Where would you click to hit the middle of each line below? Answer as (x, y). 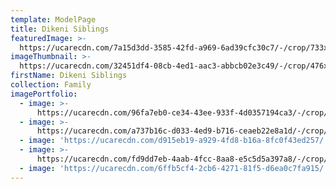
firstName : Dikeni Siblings (69, 76)
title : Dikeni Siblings (60, 29)
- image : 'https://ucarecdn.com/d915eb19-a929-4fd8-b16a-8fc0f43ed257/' (174, 141)
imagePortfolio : (44, 94)
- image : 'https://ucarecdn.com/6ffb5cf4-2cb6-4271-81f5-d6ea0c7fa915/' (174, 168)
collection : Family (51, 85)
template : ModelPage (53, 19)
